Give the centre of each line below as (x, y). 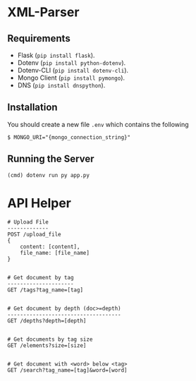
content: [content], (50, 247)
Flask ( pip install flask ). (56, 55)
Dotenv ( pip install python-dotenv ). (72, 63)
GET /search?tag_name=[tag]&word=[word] (68, 370)
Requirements (39, 38)
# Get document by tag (41, 277)
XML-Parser (43, 12)
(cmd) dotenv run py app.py (49, 175)
